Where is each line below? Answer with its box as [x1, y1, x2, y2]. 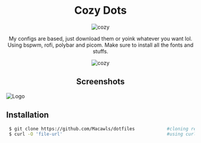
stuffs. [92, 47, 109, 54]
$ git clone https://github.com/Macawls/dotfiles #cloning [8, 126, 188, 132]
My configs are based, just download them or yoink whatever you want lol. [8, 35, 193, 42]
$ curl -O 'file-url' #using [8, 131, 184, 138]
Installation [6, 110, 49, 120]
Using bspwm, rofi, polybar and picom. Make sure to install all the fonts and [7, 41, 194, 48]
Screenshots [76, 77, 125, 87]
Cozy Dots [74, 4, 127, 17]
